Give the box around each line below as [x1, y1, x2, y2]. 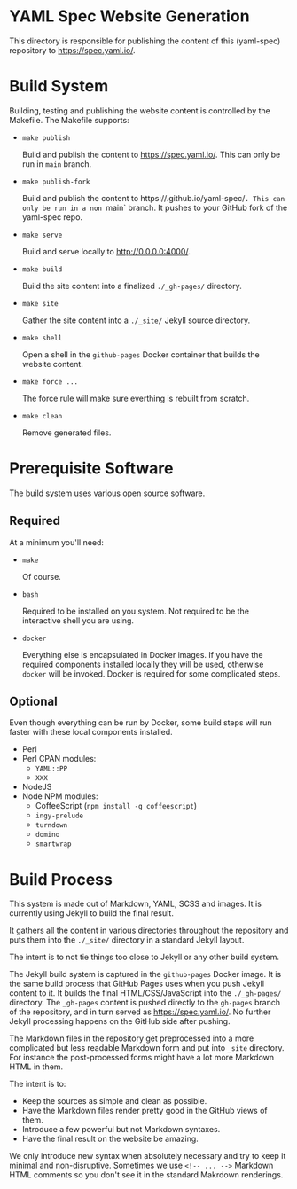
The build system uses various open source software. [9, 488, 206, 498]
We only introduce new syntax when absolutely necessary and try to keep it [9, 1151, 286, 1162]
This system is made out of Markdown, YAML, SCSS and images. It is [9, 898, 262, 910]
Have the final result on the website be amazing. [21, 1133, 199, 1145]
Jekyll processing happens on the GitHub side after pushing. [9, 1016, 231, 1027]
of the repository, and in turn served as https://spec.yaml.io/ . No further [9, 1006, 271, 1017]
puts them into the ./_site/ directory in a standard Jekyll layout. [9, 935, 245, 945]
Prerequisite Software [9, 458, 174, 479]
